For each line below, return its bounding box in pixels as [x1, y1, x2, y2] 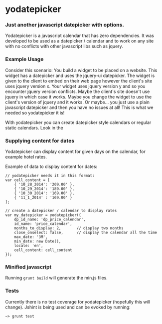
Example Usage [5, 56, 44, 63]
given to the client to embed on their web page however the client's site [5, 77, 153, 83]
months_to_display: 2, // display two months [14, 226, 124, 231]
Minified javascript [5, 263, 52, 270]
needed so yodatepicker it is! [5, 109, 65, 115]
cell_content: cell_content [14, 247, 72, 253]
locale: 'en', [14, 243, 43, 248]
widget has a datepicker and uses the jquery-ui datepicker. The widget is [5, 72, 155, 78]
